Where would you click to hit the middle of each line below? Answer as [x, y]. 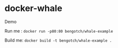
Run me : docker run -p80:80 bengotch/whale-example [59, 31]
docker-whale [33, 8]
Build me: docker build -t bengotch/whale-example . [58, 40]
